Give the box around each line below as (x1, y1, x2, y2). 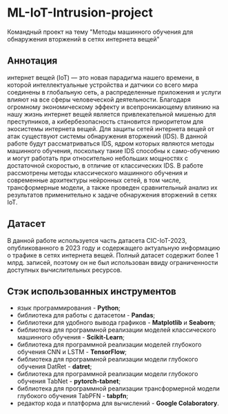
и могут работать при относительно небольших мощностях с (7, 154, 189, 162)
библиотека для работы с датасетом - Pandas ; (17, 311, 156, 319)
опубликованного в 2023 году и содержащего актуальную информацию (7, 244, 220, 252)
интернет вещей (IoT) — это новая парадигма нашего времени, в (7, 73, 200, 81)
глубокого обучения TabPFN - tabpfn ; (17, 392, 129, 400)
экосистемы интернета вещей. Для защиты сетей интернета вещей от (7, 124, 215, 132)
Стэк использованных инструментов (7, 285, 177, 297)
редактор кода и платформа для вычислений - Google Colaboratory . (17, 399, 219, 408)
